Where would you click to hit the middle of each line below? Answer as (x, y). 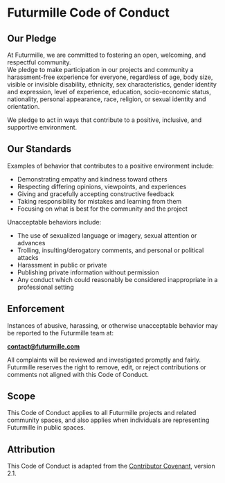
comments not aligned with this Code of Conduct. (78, 374)
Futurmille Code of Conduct (88, 13)
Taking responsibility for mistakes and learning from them (99, 201)
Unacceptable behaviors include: (54, 222)
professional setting (45, 287)
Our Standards (39, 149)
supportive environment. (42, 127)
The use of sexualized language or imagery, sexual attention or (107, 235)
